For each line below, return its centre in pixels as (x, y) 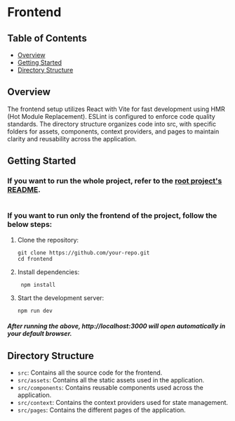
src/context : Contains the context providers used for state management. (123, 403)
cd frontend (35, 259)
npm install (38, 285)
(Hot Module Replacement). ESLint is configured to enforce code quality (111, 116)
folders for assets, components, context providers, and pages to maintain (113, 131)
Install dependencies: (48, 272)
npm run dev (35, 311)
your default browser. (40, 334)
